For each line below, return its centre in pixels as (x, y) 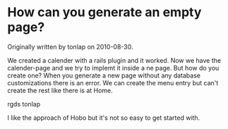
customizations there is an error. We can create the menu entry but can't (113, 82)
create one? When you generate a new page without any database (104, 75)
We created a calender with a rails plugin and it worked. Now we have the (114, 60)
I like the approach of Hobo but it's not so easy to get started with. (104, 118)
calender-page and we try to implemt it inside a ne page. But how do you (113, 68)
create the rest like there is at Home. (60, 90)
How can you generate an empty (104, 12)
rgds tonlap (24, 104)
